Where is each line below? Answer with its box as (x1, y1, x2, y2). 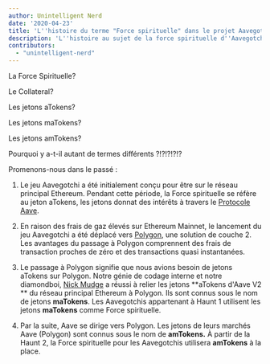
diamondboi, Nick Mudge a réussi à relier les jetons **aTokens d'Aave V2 (19, 280, 262, 289)
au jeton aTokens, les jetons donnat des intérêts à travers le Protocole (19, 198, 251, 207)
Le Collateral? (8, 87, 54, 96)
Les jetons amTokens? (8, 133, 82, 143)
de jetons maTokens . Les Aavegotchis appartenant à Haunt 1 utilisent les (19, 297, 261, 306)
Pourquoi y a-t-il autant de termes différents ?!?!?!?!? (8, 149, 182, 158)
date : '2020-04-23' (8, 19, 74, 27)
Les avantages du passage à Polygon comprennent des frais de (19, 239, 231, 247)
